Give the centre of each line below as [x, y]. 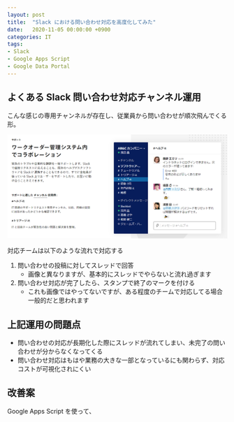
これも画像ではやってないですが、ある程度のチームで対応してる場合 [125, 292]
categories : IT [29, 37]
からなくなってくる [75, 351]
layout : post [26, 15]
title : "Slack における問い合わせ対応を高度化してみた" [82, 22]
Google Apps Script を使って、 [51, 411]
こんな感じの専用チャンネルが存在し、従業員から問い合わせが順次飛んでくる [117, 115]
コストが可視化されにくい [54, 369]
